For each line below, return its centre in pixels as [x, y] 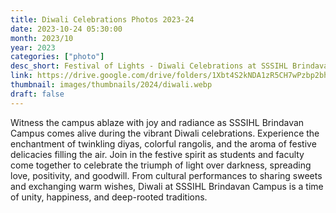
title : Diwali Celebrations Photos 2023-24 [102, 19]
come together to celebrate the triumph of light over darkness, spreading [161, 165]
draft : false [37, 94]
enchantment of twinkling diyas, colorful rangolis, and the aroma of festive [163, 143]
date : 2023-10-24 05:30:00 [66, 29]
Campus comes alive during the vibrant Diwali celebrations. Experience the [165, 133]
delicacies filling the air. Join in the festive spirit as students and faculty [157, 154]
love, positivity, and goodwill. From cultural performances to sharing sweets [166, 175]
